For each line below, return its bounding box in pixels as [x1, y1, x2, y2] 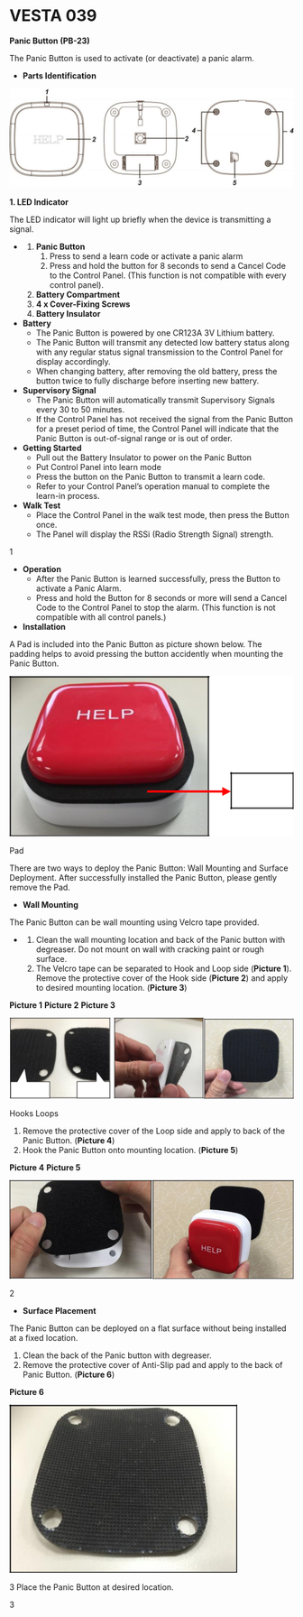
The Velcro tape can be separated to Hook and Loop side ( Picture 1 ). [35, 963, 292, 974]
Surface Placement [22, 1306, 96, 1317]
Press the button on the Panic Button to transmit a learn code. [35, 471, 266, 483]
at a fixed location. [9, 1333, 78, 1344]
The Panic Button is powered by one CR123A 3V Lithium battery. [35, 328, 275, 338]
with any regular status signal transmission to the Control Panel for [35, 346, 284, 357]
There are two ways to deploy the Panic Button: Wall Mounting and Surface [9, 863, 289, 873]
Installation [22, 622, 66, 633]
